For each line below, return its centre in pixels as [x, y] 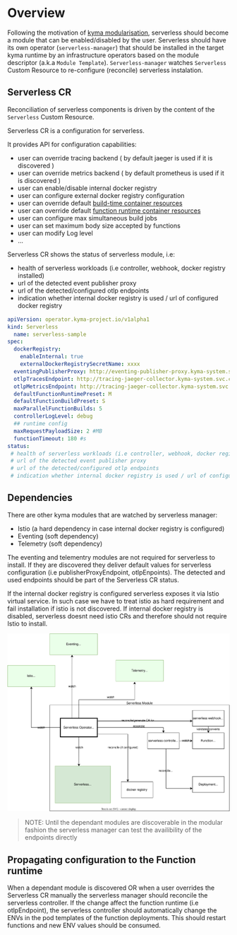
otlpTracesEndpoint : [44, 379]
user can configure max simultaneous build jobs [87, 218]
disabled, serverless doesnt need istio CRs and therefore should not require [117, 616]
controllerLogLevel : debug [53, 416]
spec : [15, 342]
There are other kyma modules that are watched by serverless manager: [113, 514]
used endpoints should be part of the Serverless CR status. [93, 580]
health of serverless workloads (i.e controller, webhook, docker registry [121, 268]
